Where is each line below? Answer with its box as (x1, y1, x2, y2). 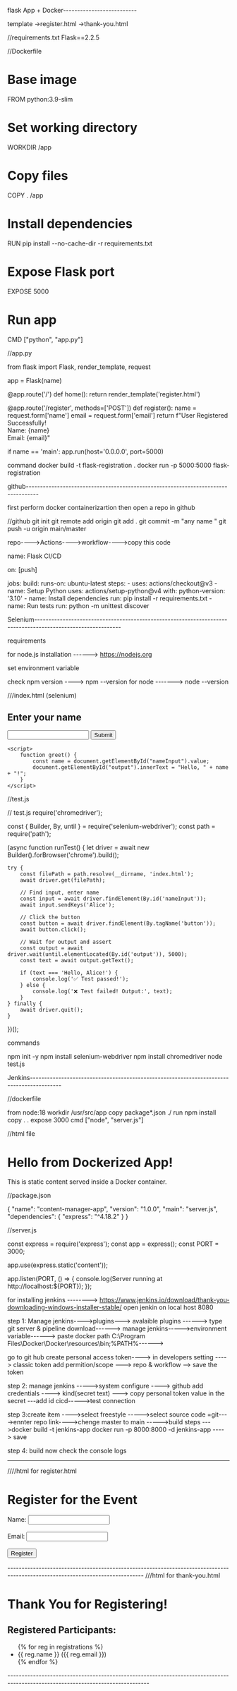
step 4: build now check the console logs (7, 1446, 127, 1455)
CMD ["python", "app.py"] (7, 335, 83, 344)
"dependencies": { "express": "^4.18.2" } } (7, 1213, 129, 1221)
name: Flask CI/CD (7, 552, 62, 560)
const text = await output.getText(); (20, 957, 134, 964)
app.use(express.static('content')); (7, 1261, 108, 1269)
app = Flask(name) (7, 376, 62, 384)
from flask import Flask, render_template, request (7, 363, 151, 371)
